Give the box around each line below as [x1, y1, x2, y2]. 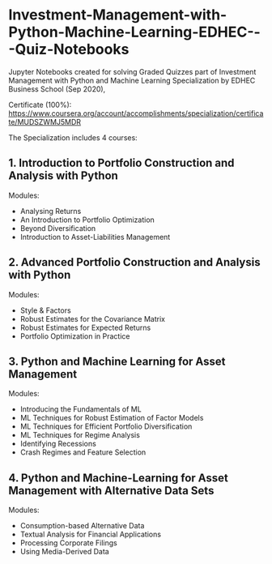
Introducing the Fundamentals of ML [19, 404, 142, 414]
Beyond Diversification [19, 223, 96, 233]
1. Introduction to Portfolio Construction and [8, 156, 235, 170]
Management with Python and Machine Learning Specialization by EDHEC [8, 75, 256, 85]
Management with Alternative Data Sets [8, 484, 215, 498]
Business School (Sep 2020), [8, 83, 106, 94]
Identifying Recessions [19, 439, 97, 449]
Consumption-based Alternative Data [19, 521, 145, 531]
